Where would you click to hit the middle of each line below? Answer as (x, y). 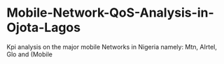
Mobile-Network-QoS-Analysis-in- (110, 13)
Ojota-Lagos (44, 27)
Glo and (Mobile (30, 54)
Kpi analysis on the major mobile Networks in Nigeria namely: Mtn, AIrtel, (112, 47)
